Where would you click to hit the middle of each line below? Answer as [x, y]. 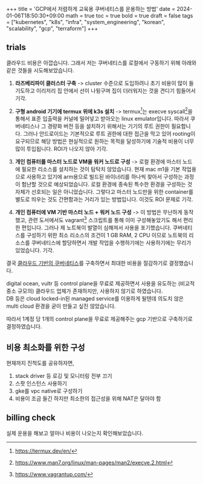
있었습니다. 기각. [34, 250]
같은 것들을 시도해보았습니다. [40, 70]
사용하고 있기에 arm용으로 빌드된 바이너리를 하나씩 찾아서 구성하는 [105, 177]
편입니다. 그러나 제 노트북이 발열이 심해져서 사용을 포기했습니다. [96, 228]
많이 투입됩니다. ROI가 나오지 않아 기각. [61, 149]
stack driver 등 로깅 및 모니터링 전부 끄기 [63, 375]
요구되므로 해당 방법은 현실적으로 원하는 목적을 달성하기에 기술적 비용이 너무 [105, 141]
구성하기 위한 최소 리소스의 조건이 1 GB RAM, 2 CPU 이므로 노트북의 [107, 235]
